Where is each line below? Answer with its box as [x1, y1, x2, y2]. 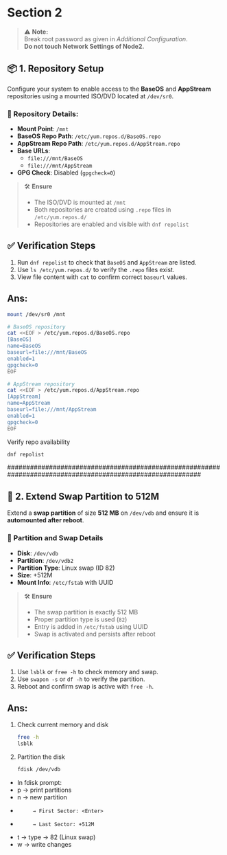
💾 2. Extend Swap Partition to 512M [7, 490, 160, 502]
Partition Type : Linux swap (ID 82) [16, 564, 115, 572]
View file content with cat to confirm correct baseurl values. [16, 273, 187, 281]
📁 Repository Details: [7, 109, 79, 118]
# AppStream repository [7, 380, 75, 388]
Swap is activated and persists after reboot [34, 630, 156, 638]
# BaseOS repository [7, 323, 67, 331]
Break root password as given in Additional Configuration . [23, 34, 188, 43]
